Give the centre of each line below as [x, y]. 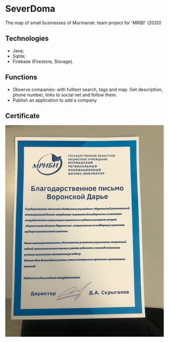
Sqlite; [19, 56]
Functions [21, 77]
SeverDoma [30, 9]
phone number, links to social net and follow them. [65, 95]
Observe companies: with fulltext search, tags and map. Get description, [88, 89]
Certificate [23, 116]
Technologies [27, 39]
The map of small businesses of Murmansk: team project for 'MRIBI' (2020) [83, 23]
